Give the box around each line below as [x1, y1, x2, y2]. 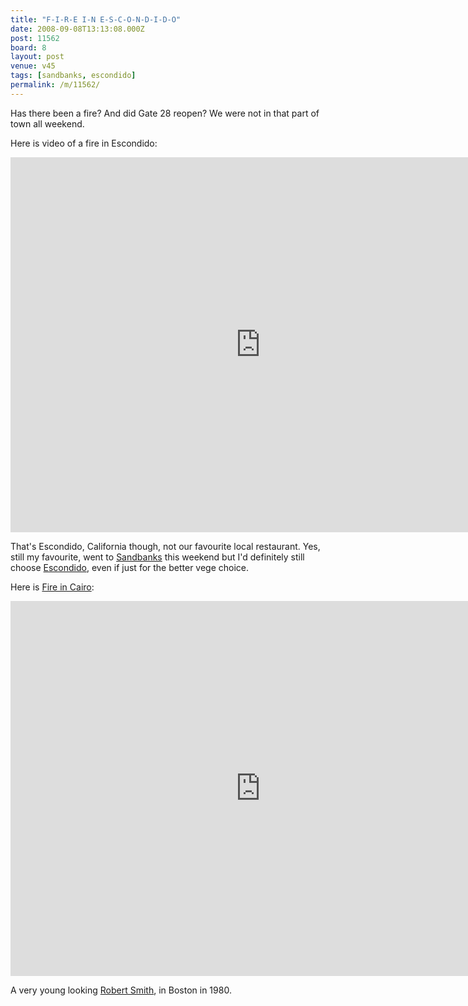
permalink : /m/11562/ [10, 80, 101, 90]
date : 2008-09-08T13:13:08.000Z [10, 24, 145, 34]
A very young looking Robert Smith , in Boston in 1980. [10, 984, 232, 996]
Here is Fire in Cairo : [10, 581, 95, 593]
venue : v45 [10, 61, 56, 71]
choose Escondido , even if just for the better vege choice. [10, 561, 250, 573]
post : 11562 [10, 33, 60, 43]
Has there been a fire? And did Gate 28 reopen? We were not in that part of [10, 107, 320, 119]
